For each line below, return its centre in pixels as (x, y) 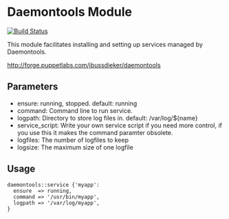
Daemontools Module (70, 12)
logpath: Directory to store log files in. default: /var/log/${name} (107, 118)
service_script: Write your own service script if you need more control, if (119, 125)
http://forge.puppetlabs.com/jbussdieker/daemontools (84, 65)
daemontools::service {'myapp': (53, 185)
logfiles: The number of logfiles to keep (73, 140)
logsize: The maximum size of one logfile (75, 147)
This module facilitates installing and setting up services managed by (105, 44)
